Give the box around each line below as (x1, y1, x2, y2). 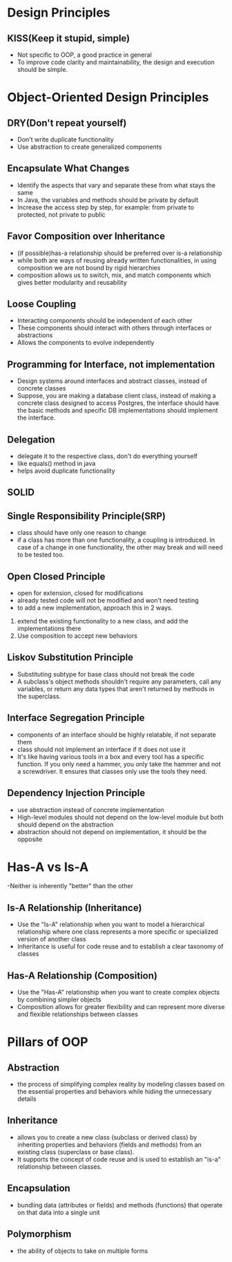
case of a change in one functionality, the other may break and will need (17, 543, 223, 552)
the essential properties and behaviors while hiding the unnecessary (17, 1087, 212, 1096)
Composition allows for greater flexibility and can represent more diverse (17, 1003, 225, 1011)
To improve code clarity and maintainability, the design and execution (17, 58, 215, 66)
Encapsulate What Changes (7, 162, 130, 174)
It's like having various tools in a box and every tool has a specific (17, 752, 204, 761)
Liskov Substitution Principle (7, 652, 133, 663)
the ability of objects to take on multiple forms (17, 1246, 148, 1255)
